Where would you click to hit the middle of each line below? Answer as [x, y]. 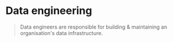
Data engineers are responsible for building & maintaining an [94, 27]
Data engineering [49, 11]
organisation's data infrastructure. [61, 33]
